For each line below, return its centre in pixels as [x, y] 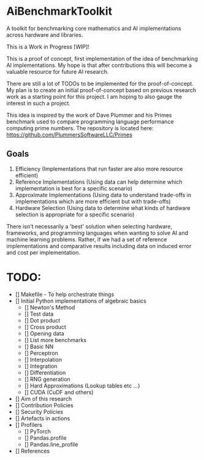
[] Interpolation [43, 359]
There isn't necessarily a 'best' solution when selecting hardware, [89, 226]
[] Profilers [29, 424]
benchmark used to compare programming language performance [90, 122]
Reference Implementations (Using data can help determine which [99, 182]
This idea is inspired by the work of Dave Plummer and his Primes [89, 115]
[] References [32, 451]
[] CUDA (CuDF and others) [59, 392]
